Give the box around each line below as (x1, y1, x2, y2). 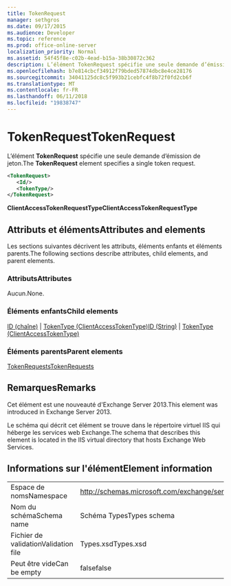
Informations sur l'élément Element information (7, 463, 213, 475)
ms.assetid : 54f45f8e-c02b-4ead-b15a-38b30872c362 (7, 55, 155, 62)
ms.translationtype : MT (7, 80, 76, 87)
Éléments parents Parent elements (7, 346, 123, 356)
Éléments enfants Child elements (7, 306, 118, 316)
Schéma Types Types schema (80, 510, 175, 520)
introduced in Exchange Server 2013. (7, 407, 112, 416)
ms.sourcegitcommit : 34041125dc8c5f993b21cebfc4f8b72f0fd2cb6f (7, 74, 192, 81)
